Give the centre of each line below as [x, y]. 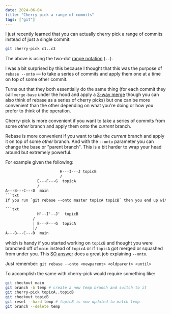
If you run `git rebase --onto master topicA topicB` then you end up [82, 200]
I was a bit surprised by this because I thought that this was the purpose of [84, 68]
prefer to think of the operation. [38, 111]
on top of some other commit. [36, 79]
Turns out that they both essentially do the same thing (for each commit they [85, 89]
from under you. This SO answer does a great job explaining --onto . [76, 254]
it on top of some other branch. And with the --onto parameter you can [80, 141]
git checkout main [25, 283]
